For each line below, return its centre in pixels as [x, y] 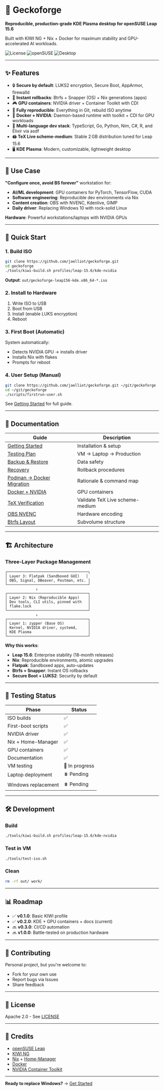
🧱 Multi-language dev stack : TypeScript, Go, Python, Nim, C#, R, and [82, 126]
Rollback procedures [101, 470]
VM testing [20, 766]
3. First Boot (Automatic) [35, 332]
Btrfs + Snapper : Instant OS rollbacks [50, 670]
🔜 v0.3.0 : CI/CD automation [41, 927]
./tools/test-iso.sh [26, 858]
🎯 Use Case [23, 171]
